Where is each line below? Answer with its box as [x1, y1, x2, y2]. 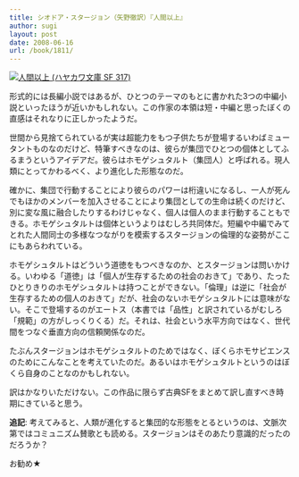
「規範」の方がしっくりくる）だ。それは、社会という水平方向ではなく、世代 [9, 315, 291, 326]
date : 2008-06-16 [9, 38, 74, 47]
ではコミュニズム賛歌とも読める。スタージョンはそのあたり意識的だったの [16, 428, 291, 439]
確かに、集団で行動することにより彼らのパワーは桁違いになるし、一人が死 [9, 185, 283, 196]
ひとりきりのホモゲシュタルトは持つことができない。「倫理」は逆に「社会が [9, 282, 287, 293]
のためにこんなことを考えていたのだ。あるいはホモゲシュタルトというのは [9, 356, 283, 367]
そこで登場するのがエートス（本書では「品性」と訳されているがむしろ [24, 305, 283, 315]
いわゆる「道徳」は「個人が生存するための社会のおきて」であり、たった [24, 271, 291, 281]
